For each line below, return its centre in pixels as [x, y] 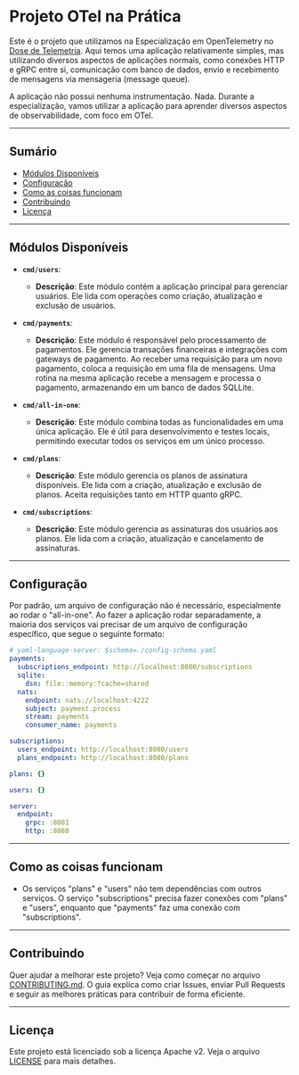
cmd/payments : [47, 322]
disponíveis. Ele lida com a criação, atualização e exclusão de [149, 484]
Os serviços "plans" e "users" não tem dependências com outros [142, 889]
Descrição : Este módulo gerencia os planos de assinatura [141, 475]
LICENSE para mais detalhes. [63, 1061]
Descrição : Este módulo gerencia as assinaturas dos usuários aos [157, 529]
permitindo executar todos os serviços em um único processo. [150, 441]
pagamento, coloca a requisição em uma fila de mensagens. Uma [155, 368]
